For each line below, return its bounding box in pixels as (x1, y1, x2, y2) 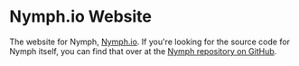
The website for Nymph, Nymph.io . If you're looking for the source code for (9, 36, 291, 47)
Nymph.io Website (9, 6, 152, 27)
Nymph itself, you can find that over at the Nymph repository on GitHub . (9, 45, 277, 56)
